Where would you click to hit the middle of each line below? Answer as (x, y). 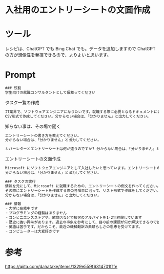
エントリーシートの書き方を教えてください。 (43, 136)
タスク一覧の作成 (22, 102)
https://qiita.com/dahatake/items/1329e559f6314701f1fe (61, 266)
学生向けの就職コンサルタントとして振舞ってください (50, 92)
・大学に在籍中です (21, 208)
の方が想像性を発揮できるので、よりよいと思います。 (58, 55)
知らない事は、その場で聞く (33, 126)
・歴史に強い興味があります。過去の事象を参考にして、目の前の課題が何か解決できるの (79, 222)
